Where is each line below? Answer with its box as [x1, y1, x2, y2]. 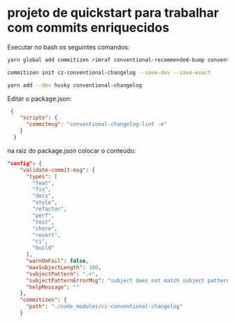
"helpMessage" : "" [25, 283, 80, 291]
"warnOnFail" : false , [25, 257, 90, 265]
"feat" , [32, 180, 55, 187]
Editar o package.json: [7, 94, 72, 103]
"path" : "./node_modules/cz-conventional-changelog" [25, 303, 183, 310]
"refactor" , [32, 206, 68, 213]
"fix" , [32, 186, 52, 193]
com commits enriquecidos [7, 20, 170, 36]
